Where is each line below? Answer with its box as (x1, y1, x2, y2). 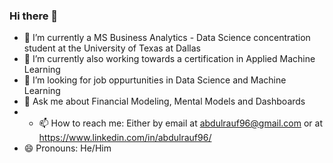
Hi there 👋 (9, 9, 59, 23)
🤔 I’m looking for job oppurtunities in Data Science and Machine (23, 74, 287, 86)
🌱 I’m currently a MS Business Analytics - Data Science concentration (23, 32, 311, 44)
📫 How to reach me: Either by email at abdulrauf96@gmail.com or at (38, 117, 323, 129)
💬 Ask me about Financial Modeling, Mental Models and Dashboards (23, 95, 306, 108)
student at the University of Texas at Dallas (23, 42, 201, 54)
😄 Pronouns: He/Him (23, 142, 112, 154)
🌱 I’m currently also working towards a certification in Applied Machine (23, 53, 316, 65)
